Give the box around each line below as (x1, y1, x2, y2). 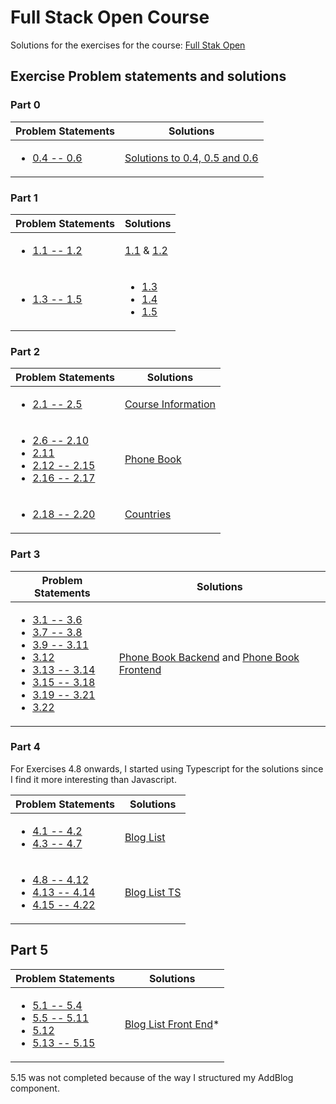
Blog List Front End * (124, 1017, 220, 1031)
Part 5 (10, 942, 49, 959)
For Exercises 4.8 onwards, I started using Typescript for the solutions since (10, 762, 324, 775)
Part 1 (10, 191, 38, 205)
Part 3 (10, 547, 41, 561)
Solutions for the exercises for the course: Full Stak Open (10, 39, 246, 51)
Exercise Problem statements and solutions (10, 68, 287, 85)
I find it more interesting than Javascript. (10, 773, 177, 785)
